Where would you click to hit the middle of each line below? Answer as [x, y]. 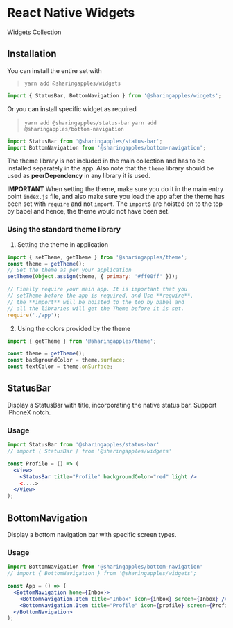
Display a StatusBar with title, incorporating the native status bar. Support [112, 405]
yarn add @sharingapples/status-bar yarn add [90, 123]
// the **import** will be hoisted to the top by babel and [96, 302]
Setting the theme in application [63, 244]
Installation [32, 54]
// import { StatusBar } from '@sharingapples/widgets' [89, 451]
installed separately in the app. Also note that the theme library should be [111, 168]
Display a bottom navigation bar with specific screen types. [92, 534]
